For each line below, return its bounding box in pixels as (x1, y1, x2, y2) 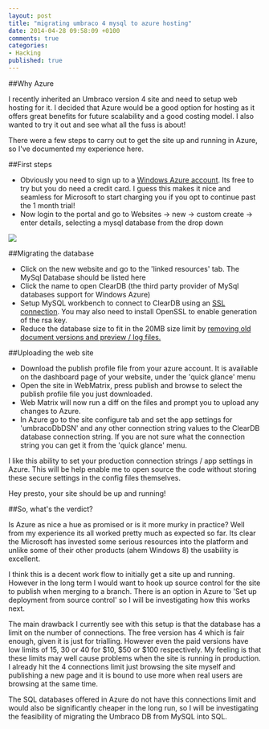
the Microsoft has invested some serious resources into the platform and (8, 536, 249, 547)
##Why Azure (8, 78, 55, 88)
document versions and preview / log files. (19, 332, 161, 342)
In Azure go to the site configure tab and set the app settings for (19, 415, 233, 424)
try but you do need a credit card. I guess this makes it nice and (19, 183, 231, 193)
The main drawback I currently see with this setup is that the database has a (8, 619, 261, 629)
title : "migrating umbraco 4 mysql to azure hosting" (8, 19, 193, 27)
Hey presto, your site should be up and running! (8, 488, 166, 498)
